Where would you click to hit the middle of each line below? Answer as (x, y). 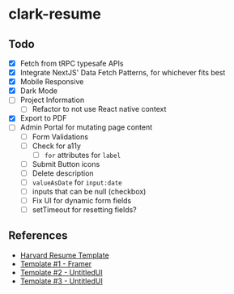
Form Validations (60, 136)
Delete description (63, 173)
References (38, 236)
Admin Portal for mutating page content (86, 127)
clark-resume (55, 14)
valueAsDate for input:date (77, 182)
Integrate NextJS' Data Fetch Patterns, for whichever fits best (123, 73)
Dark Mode (39, 91)
